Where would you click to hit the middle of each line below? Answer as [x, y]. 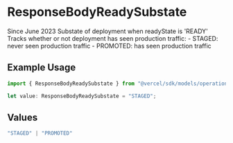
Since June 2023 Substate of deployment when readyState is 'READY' [107, 31]
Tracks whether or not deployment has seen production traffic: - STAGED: [113, 38]
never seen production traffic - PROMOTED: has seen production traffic [109, 46]
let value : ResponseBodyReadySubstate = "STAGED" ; [82, 96]
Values [23, 117]
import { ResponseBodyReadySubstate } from [71, 84]
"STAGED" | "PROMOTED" [40, 133]
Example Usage [42, 67]
